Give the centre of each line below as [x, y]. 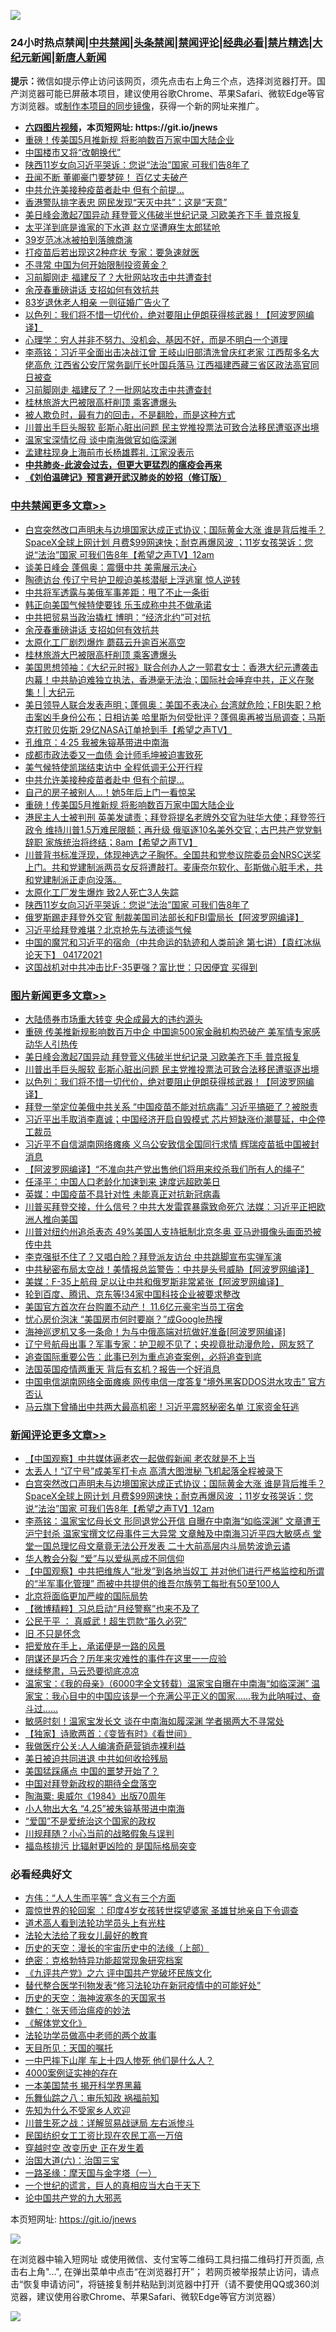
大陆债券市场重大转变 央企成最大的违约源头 [113, 1019]
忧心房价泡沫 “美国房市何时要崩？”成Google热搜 [123, 1319]
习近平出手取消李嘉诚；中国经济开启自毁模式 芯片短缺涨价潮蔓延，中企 [170, 1119]
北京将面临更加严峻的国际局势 [86, 1596]
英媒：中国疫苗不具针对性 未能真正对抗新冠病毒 [122, 1194]
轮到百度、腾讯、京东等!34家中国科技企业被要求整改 [132, 1294]
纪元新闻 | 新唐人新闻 [58, 57]
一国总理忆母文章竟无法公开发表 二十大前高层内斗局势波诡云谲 [162, 1546]
